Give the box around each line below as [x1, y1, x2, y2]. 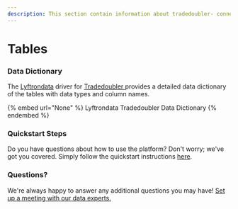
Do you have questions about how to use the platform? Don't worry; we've [7, 145, 225, 153]
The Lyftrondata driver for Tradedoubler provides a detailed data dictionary [7, 82, 227, 91]
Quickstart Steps [7, 129, 67, 139]
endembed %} [7, 111, 50, 120]
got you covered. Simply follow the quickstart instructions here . [7, 152, 193, 161]
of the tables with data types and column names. [7, 90, 150, 98]
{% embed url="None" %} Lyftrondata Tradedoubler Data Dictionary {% [7, 103, 217, 112]
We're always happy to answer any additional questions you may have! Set [7, 186, 225, 195]
